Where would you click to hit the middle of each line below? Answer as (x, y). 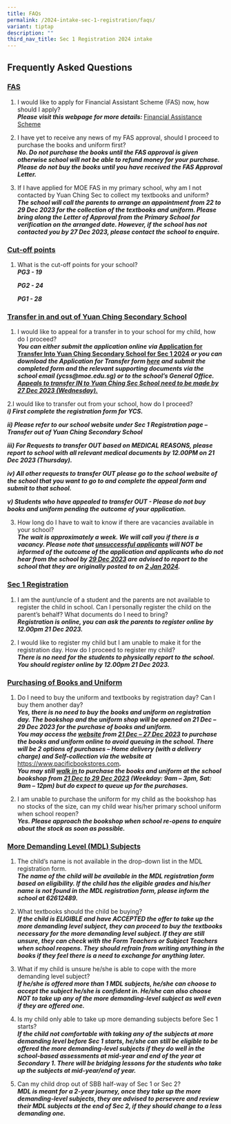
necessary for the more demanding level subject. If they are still (111, 934)
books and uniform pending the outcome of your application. (97, 509)
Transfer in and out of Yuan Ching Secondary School (97, 317)
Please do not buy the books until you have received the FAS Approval (120, 167)
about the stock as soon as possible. (71, 828)
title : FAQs (24, 13)
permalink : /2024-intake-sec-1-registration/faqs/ (81, 20)
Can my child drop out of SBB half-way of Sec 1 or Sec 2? (99, 1084)
